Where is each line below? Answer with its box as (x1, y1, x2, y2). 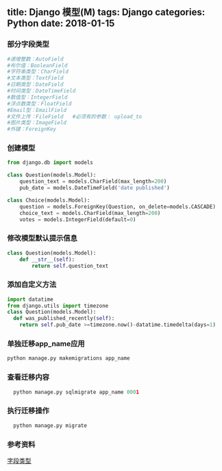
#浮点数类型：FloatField (7, 100, 72, 107)
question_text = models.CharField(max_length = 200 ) (19, 178, 167, 185)
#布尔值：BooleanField (7, 62, 68, 69)
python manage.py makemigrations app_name (7, 355, 130, 362)
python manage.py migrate (13, 422, 88, 429)
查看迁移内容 (7, 373, 50, 382)
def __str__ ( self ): (19, 256, 75, 263)
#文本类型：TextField (7, 75, 64, 82)
